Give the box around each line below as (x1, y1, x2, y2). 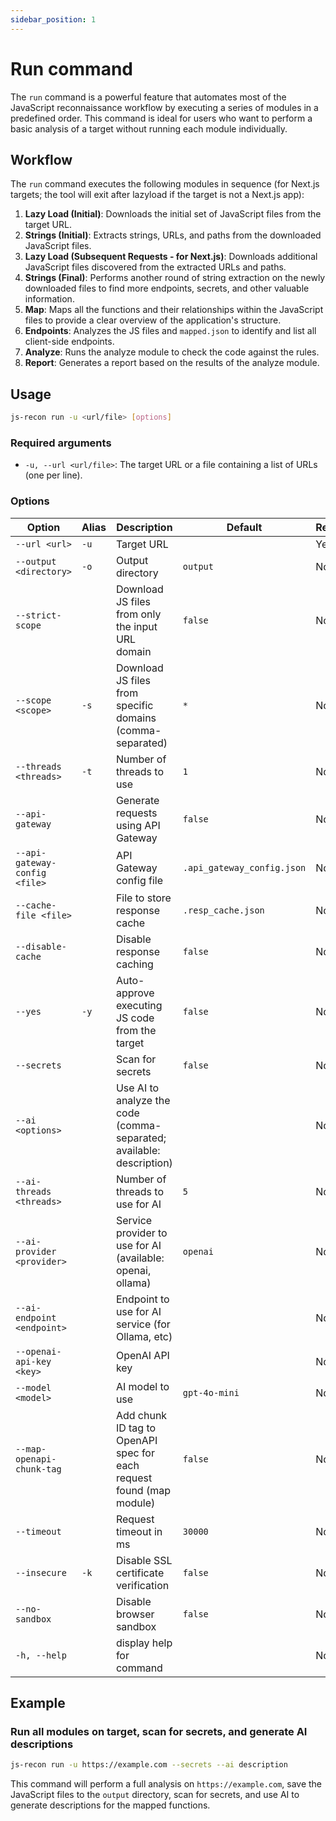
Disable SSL (115, 1553, 173, 1567)
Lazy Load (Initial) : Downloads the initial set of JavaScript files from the (24, 208, 322, 220)
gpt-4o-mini (182, 1387, 240, 1398)
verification (115, 1578, 170, 1592)
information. (24, 293, 75, 305)
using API (115, 818, 161, 832)
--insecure (15, 1567, 67, 1578)
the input (115, 619, 158, 633)
